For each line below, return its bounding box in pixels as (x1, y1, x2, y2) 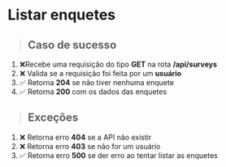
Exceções (27, 111, 79, 125)
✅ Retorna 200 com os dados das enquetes (19, 87, 167, 96)
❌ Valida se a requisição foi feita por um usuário (19, 69, 182, 78)
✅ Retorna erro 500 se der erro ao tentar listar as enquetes (19, 150, 219, 160)
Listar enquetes (7, 6, 115, 24)
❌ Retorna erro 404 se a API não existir (19, 132, 152, 142)
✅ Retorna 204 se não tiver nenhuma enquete (19, 78, 174, 87)
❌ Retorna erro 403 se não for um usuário (19, 141, 161, 151)
